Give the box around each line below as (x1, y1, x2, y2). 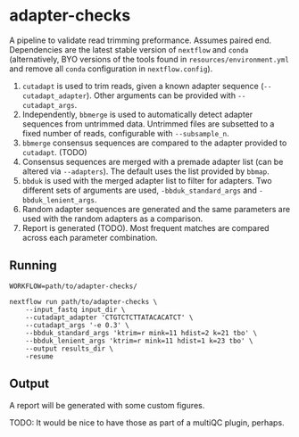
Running (9, 258, 58, 273)
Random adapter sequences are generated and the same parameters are (21, 203, 291, 214)
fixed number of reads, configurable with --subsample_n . (21, 128, 229, 138)
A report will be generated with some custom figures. (9, 400, 205, 410)
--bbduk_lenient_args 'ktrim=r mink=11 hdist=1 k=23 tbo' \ (25, 336, 253, 345)
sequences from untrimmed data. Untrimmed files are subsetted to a (21, 118, 275, 129)
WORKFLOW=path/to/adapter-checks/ (9, 282, 138, 291)
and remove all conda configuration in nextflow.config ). (9, 63, 213, 74)
